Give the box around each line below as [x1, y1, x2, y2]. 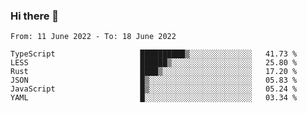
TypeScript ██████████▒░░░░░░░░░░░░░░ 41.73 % [10, 49, 298, 59]
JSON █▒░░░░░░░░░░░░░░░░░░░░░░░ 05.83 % [10, 75, 298, 86]
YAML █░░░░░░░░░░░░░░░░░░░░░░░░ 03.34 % [10, 93, 298, 103]
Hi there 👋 [10, 9, 60, 23]
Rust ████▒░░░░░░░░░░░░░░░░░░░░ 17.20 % [10, 67, 298, 77]
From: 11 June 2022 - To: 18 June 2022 [10, 32, 177, 42]
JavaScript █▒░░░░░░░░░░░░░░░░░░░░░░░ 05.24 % [10, 84, 298, 94]
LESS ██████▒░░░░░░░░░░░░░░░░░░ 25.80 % [10, 58, 298, 68]
